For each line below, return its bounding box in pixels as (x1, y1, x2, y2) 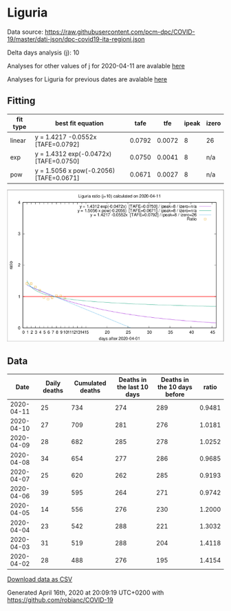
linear (10, 137, 26, 144)
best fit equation (54, 119, 104, 127)
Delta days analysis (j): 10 (7, 48, 80, 57)
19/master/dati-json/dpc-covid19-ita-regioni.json (7, 34, 146, 43)
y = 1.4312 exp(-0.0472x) (34, 150, 112, 158)
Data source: (7, 28, 43, 36)
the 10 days (157, 383, 192, 391)
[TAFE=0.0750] (34, 157, 80, 165)
